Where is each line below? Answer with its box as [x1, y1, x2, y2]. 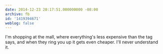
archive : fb [5, 12, 30, 17]
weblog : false [5, 20, 35, 26]
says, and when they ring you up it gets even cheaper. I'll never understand [5, 39, 159, 45]
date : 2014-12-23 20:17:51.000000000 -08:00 [5, 7, 98, 12]
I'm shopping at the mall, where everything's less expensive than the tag [5, 34, 153, 40]
